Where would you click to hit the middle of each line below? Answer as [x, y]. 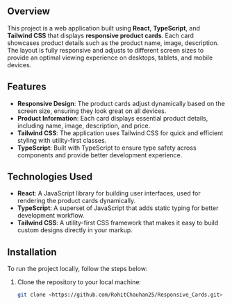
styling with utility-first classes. [62, 140]
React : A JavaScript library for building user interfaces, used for [109, 193]
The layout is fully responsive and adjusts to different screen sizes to [106, 50]
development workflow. [51, 216]
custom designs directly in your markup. [75, 230]
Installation [32, 252]
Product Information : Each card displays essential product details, [113, 118]
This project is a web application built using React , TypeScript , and [103, 28]
